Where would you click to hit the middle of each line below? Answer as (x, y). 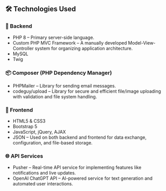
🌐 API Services (24, 156)
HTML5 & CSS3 (29, 121)
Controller (23, 48)
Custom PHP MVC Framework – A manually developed (70, 43)
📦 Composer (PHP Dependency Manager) (59, 73)
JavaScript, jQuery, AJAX (39, 132)
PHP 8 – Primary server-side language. (53, 37)
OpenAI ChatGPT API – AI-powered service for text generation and (82, 178)
